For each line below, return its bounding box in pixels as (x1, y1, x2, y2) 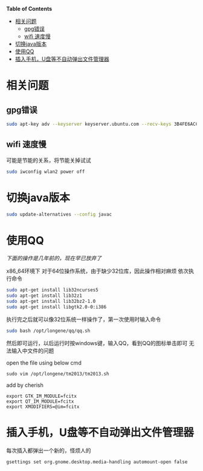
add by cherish (6, 381, 43, 389)
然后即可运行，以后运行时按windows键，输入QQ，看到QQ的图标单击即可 (6, 339, 188, 346)
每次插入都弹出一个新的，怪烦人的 (6, 447, 91, 454)
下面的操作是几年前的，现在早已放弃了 (6, 255, 101, 262)
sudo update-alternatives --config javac (6, 211, 112, 217)
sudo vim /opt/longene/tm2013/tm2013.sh (6, 371, 110, 377)
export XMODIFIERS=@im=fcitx (6, 403, 80, 410)
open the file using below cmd (6, 359, 82, 366)
